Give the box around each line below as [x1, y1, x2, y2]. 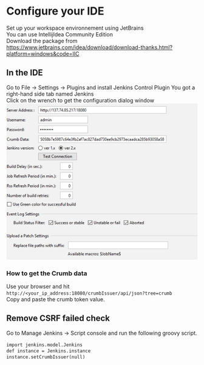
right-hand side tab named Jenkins [6, 90, 94, 98]
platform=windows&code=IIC [6, 50, 80, 57]
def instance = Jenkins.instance [6, 347, 91, 354]
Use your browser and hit [6, 283, 70, 290]
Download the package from [6, 37, 78, 44]
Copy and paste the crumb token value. [6, 296, 105, 303]
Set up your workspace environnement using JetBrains [6, 24, 144, 32]
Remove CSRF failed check [6, 313, 110, 324]
